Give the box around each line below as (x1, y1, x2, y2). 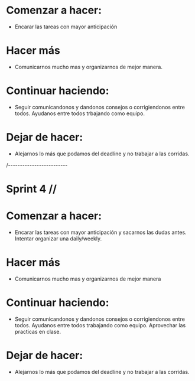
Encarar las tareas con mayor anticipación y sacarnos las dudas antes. (14, 229, 187, 236)
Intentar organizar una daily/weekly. (14, 235, 102, 242)
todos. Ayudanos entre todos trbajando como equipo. (14, 110, 145, 117)
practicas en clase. (14, 328, 61, 335)
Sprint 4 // (6, 182, 57, 196)
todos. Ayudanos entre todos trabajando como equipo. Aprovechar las (14, 321, 186, 328)
